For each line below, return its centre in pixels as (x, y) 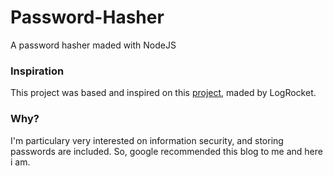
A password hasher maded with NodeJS (93, 45)
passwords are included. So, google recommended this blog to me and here (166, 151)
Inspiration (37, 71)
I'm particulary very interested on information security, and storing (147, 140)
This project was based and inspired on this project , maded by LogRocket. (163, 93)
